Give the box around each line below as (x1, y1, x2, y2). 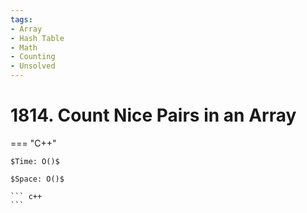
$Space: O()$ (10, 174, 65, 184)
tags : (10, 14, 33, 25)
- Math (10, 42, 38, 53)
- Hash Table (10, 33, 65, 43)
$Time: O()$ (10, 156, 60, 166)
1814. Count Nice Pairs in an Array (10, 104, 297, 127)
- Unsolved (10, 61, 56, 71)
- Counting (10, 52, 56, 62)
